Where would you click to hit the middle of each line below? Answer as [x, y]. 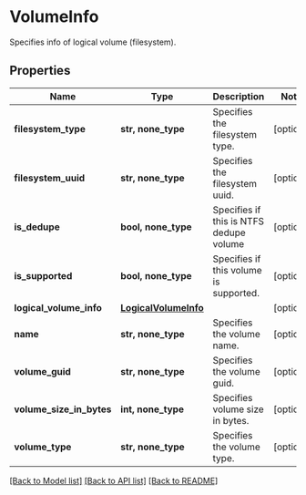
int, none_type [153, 409]
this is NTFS [239, 221]
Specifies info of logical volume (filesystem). [93, 42]
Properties [40, 71]
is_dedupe [37, 227]
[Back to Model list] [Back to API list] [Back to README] [114, 480]
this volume [237, 270]
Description [239, 96]
